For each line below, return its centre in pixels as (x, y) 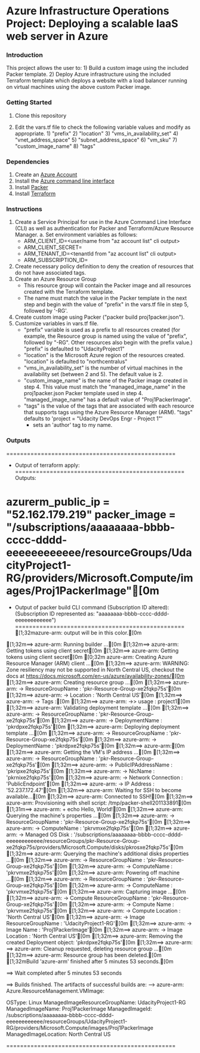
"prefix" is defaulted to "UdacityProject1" (74, 349)
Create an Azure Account (46, 175)
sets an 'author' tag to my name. (73, 425)
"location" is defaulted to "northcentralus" (76, 362)
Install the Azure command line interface (64, 181)
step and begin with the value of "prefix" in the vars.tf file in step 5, (106, 304)
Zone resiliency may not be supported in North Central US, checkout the (95, 669)
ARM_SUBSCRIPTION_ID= (56, 260)
